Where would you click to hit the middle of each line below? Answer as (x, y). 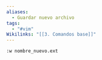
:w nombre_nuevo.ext (32, 51)
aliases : (17, 12)
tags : (13, 23)
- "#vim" (23, 29)
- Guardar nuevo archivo (43, 18)
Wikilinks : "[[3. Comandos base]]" (51, 35)
